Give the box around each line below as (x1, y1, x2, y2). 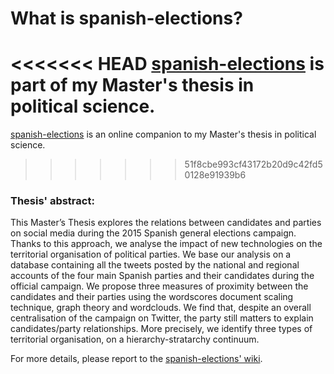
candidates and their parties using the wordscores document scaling (10, 291, 294, 303)
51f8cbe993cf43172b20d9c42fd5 (184, 158, 323, 171)
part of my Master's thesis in (10, 74, 255, 97)
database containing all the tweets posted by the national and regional (10, 259, 300, 271)
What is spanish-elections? (10, 7, 243, 30)
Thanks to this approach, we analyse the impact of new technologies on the (10, 238, 323, 250)
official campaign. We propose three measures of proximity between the (10, 280, 309, 292)
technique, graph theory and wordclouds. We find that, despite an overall (10, 302, 312, 314)
